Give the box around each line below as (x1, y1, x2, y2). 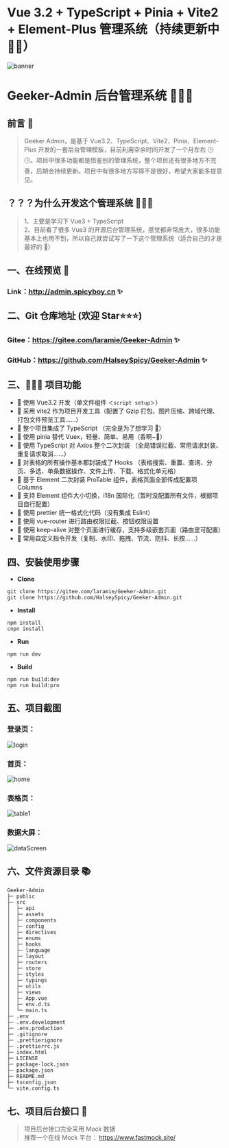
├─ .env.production (7, 1025, 63, 1032)
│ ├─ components (7, 917, 57, 924)
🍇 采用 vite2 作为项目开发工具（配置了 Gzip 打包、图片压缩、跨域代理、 (16, 407, 219, 416)
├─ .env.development (7, 1019, 67, 1026)
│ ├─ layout (7, 953, 45, 960)
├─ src (7, 899, 26, 906)
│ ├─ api (7, 905, 36, 912)
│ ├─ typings (7, 977, 48, 984)
